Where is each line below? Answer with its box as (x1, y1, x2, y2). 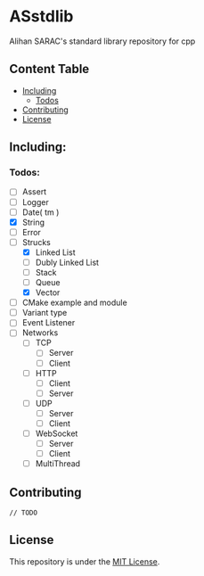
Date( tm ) (21, 207, 60, 218)
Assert (21, 186, 47, 197)
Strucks (21, 236, 51, 247)
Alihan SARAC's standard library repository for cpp (9, 36, 196, 46)
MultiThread (35, 458, 81, 469)
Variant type (21, 308, 68, 318)
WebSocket (35, 428, 78, 439)
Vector (35, 287, 61, 298)
